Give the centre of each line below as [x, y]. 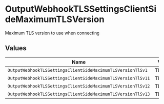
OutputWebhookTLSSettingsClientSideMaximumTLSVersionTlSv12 [79, 86]
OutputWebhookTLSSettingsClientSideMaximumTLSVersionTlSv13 [79, 94]
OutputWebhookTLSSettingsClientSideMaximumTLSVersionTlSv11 [79, 78]
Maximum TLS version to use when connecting [52, 33]
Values [16, 48]
